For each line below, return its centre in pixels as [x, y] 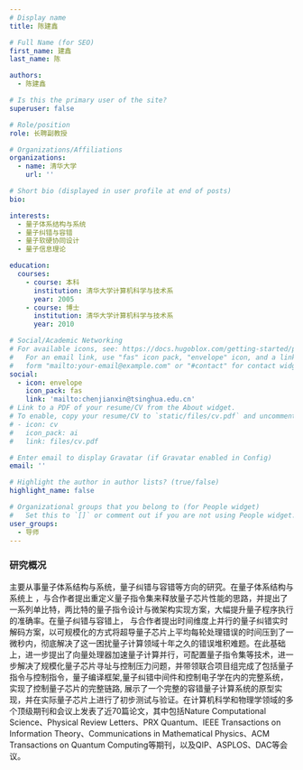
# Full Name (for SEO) [52, 42]
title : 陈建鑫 [34, 26]
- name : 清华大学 [47, 167]
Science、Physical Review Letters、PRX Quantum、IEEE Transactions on [145, 722]
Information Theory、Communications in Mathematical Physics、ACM [140, 733]
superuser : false [42, 108]
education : [30, 266]
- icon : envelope [50, 383]
